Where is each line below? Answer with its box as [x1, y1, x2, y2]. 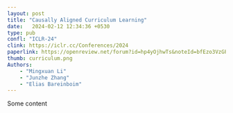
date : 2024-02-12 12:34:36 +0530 [7, 23, 110, 30]
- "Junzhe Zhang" [19, 74, 70, 81]
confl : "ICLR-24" [7, 36, 58, 43]
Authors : [7, 61, 33, 68]
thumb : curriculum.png [7, 55, 73, 62]
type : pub [7, 29, 36, 37]
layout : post [7, 10, 45, 17]
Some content [7, 99, 47, 107]
